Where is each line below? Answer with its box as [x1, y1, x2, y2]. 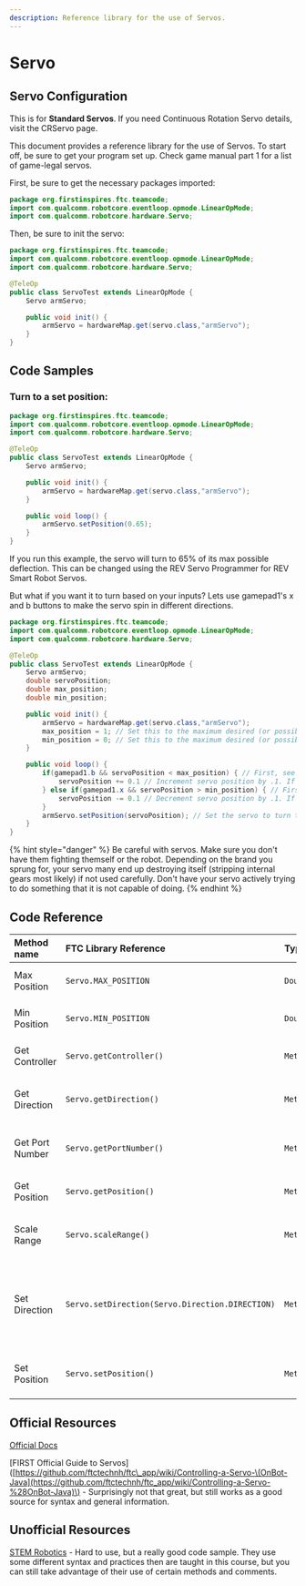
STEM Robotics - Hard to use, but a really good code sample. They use [9, 1546, 276, 1558]
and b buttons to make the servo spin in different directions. [9, 600, 234, 611]
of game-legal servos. [9, 159, 93, 170]
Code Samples [9, 363, 94, 379]
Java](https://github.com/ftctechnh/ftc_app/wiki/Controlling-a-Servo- [9, 1477, 271, 1488]
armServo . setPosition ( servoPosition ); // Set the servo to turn [42, 811, 291, 820]
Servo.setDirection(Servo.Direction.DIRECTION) [65, 1299, 276, 1309]
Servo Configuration [9, 88, 128, 105]
